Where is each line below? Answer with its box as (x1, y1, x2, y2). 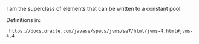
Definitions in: (6, 17, 41, 23)
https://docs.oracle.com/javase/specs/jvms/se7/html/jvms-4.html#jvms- (8, 28, 194, 34)
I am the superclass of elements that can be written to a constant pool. (6, 5, 183, 12)
